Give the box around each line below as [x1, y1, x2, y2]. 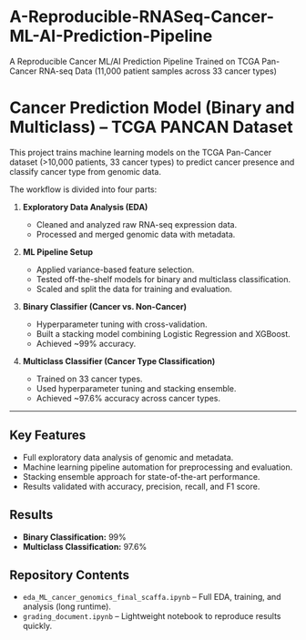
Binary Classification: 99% [22, 531, 127, 543]
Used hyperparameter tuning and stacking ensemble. [36, 382, 237, 393]
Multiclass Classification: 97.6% [22, 541, 148, 552]
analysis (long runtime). [22, 601, 112, 612]
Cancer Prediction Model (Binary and [9, 97, 295, 118]
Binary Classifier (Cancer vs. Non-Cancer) [22, 300, 188, 311]
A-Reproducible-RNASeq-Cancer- [9, 6, 275, 27]
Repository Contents [9, 567, 130, 583]
